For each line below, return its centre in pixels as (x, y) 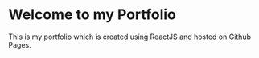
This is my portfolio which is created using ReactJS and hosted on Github (130, 37)
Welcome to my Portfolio (92, 15)
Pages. (20, 44)
